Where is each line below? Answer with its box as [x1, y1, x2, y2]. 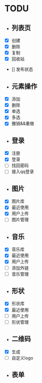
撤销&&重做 [11, 120, 34, 126]
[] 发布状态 [11, 67, 33, 72]
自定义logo [11, 355, 33, 360]
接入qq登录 [11, 168, 34, 174]
